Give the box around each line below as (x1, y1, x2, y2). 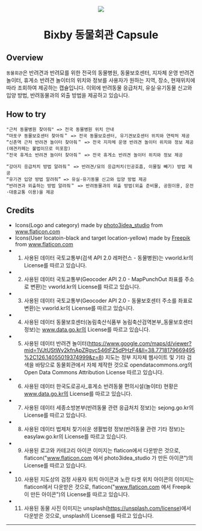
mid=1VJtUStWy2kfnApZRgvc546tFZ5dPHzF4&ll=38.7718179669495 (23, 346, 195, 354)
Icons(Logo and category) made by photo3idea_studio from (14, 221, 164, 228)
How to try (6, 109, 46, 120)
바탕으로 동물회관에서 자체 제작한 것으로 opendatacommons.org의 (35, 361, 193, 368)
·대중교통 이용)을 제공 (6, 189, 55, 195)
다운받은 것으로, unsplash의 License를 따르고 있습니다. (23, 512, 155, 519)
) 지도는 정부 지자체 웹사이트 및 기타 (102, 353, 186, 360)
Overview (6, 52, 44, 62)
